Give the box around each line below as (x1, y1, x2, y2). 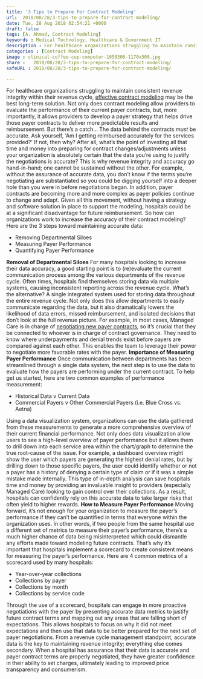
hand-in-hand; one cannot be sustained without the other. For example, (6, 164, 184, 171)
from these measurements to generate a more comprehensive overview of (6, 423, 192, 431)
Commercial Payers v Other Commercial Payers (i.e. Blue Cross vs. (14, 399, 182, 406)
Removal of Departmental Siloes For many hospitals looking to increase (6, 259, 186, 266)
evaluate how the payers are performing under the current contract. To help (6, 368, 195, 376)
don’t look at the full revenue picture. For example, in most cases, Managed (6, 316, 195, 324)
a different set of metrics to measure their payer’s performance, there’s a (6, 526, 187, 534)
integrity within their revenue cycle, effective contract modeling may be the (6, 93, 193, 101)
